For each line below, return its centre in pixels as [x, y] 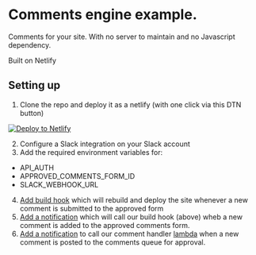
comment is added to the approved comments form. [105, 225]
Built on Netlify [32, 60]
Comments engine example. [103, 15]
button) [32, 113]
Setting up [34, 85]
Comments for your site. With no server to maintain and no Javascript [122, 37]
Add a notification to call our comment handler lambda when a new [129, 234]
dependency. [30, 44]
